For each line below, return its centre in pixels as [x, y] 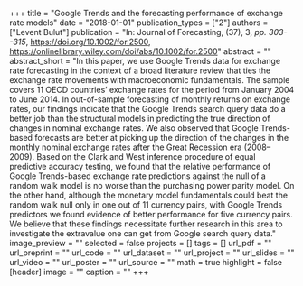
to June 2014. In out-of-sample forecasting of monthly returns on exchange [150, 99]
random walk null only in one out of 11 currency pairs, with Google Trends [146, 205]
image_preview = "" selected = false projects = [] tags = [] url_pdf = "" [141, 243]
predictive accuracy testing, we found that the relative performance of [140, 166]
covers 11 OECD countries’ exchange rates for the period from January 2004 [152, 90]
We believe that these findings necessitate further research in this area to [146, 224]
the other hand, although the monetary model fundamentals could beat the [148, 195]
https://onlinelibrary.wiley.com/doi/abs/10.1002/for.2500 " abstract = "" [140, 51]
